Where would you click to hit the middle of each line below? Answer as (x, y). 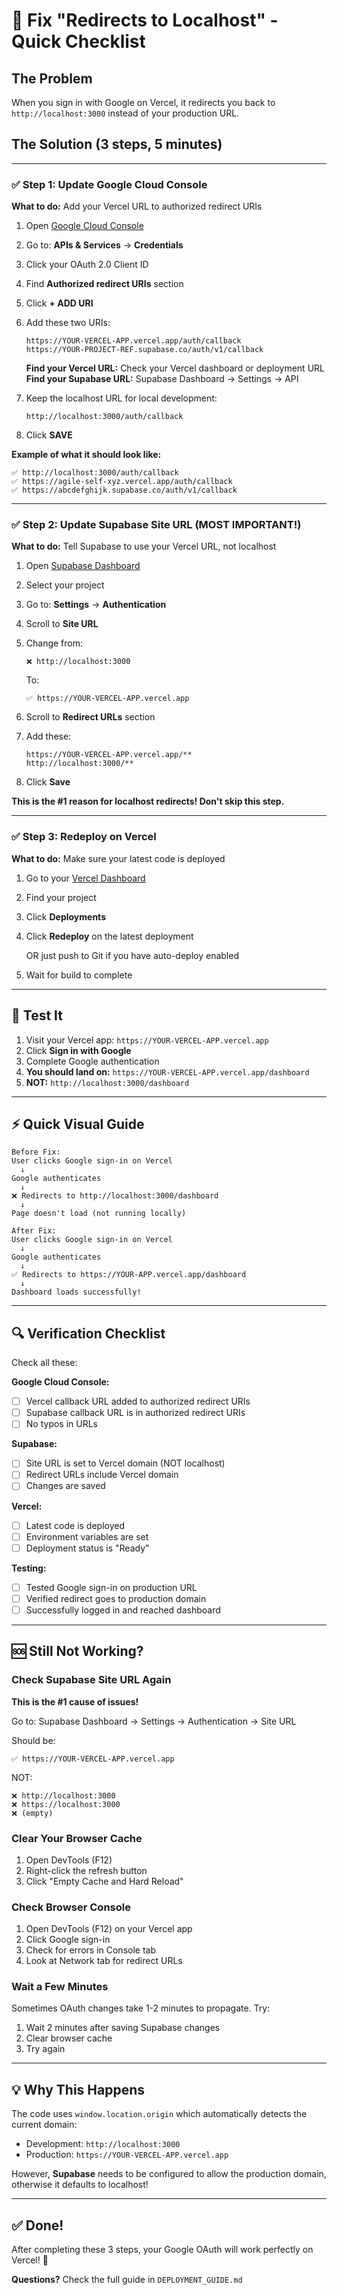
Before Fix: (36, 1152)
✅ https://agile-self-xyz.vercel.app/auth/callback (122, 482)
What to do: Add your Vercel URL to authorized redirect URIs (137, 206)
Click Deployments (65, 916)
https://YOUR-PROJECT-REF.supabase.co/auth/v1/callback (144, 350)
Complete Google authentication (92, 1061)
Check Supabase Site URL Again (91, 1680)
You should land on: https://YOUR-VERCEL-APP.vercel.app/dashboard (167, 1071)
